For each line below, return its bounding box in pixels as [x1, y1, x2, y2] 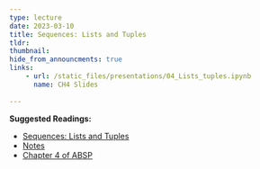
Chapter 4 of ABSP [22, 149, 93, 160]
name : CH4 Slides [32, 80, 99, 89]
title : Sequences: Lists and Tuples [9, 30, 147, 39]
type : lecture [9, 13, 63, 22]
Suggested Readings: [9, 113, 92, 124]
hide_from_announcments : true [9, 55, 123, 64]
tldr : [9, 38, 30, 48]
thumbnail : [9, 47, 50, 56]
